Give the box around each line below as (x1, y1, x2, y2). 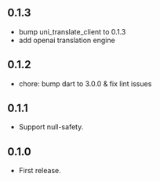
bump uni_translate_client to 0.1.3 (18, 27, 126, 36)
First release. (18, 166, 61, 176)
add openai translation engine (18, 35, 115, 45)
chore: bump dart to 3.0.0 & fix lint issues (18, 78, 152, 89)
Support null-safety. (18, 122, 84, 132)
